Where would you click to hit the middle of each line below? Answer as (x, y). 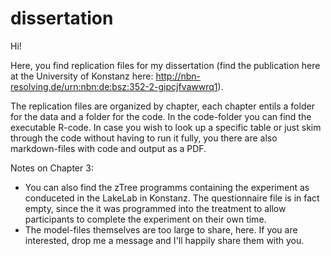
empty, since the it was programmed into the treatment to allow (155, 208)
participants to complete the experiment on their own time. (145, 219)
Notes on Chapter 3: (52, 168)
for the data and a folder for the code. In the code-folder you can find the (161, 116)
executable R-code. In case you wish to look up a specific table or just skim (166, 127)
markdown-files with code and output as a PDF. (108, 148)
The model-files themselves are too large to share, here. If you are (161, 229)
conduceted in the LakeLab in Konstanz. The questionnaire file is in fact (172, 198)
